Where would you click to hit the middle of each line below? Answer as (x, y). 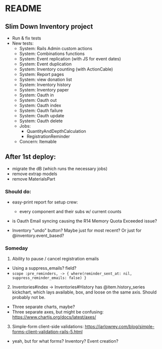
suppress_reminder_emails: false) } (49, 278)
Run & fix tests (27, 38)
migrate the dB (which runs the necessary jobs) (60, 168)
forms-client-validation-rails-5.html (47, 332)
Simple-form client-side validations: (48, 327)
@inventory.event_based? (38, 236)
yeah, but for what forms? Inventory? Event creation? (65, 341)
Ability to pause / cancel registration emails (55, 259)
